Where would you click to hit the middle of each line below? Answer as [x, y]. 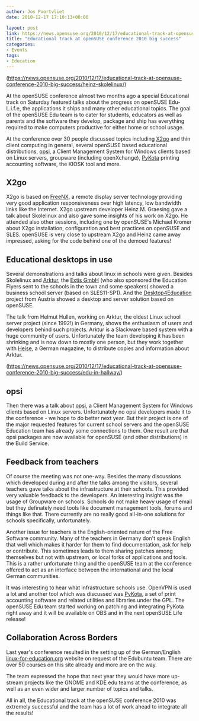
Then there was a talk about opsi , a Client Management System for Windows [99, 406]
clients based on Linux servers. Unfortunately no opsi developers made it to [99, 412]
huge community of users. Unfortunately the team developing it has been [96, 336]
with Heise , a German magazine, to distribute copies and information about [98, 348]
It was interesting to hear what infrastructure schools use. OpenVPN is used [99, 587]
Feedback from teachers [52, 462]
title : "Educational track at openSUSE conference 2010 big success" [94, 39]
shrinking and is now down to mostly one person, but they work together [95, 342]
